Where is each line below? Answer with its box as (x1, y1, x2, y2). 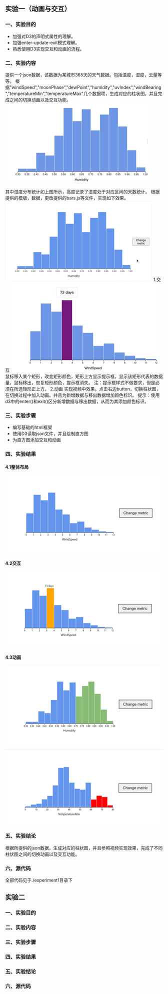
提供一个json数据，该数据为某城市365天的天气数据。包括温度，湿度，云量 (5, 71, 158, 77)
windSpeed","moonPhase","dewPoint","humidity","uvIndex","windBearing (11, 84, 161, 90)
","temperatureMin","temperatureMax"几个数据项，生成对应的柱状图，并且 (5, 90, 158, 96)
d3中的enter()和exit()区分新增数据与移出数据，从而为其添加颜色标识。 (5, 398, 149, 404)
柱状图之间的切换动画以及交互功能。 (5, 851, 80, 857)
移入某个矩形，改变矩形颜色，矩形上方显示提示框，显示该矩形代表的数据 (13, 373, 163, 379)
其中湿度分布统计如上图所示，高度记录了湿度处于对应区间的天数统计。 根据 (5, 188, 160, 194)
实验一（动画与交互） (5, 4, 71, 13)
